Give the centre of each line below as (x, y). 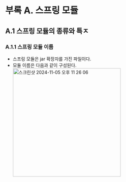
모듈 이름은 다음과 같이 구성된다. (44, 65)
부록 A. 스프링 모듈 (42, 10)
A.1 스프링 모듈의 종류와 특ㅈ (47, 31)
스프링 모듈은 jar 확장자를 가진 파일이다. (52, 59)
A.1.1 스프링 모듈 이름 (29, 47)
